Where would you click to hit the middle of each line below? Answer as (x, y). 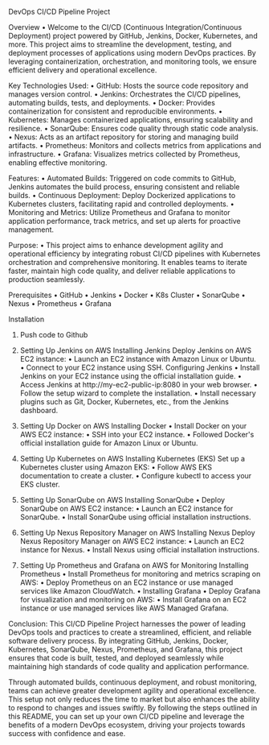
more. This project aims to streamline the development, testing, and (120, 44)
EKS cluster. (40, 484)
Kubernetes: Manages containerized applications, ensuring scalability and (130, 120)
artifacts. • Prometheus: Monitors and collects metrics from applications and (135, 145)
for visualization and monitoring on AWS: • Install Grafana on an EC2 (133, 600)
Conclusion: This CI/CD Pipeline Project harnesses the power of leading (127, 624)
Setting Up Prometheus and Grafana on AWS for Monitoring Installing (134, 565)
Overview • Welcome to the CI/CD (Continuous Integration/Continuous (125, 27)
